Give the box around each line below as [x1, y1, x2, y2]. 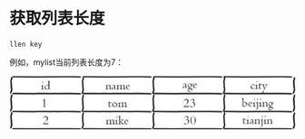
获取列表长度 [9, 8, 106, 29]
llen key [9, 40, 43, 49]
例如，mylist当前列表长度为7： [9, 56, 124, 68]
